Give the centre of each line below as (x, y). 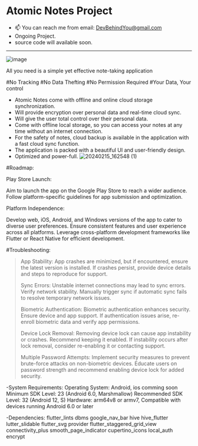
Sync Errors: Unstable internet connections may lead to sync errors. (103, 285)
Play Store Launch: (29, 179)
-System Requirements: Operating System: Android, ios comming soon (92, 387)
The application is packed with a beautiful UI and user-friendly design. (100, 150)
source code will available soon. (54, 42)
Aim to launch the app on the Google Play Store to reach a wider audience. (97, 191)
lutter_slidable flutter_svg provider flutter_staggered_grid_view (82, 424)
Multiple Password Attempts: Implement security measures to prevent (105, 357)
